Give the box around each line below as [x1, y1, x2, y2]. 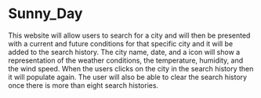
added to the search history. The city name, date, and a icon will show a [8, 47, 241, 56]
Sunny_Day [8, 5, 83, 23]
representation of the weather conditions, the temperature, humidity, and [8, 56, 244, 65]
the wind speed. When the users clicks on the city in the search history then [8, 64, 254, 73]
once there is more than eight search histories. [8, 80, 159, 90]
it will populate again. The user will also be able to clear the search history [8, 72, 248, 82]
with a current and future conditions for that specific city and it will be [8, 38, 234, 48]
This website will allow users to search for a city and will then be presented [8, 31, 251, 40]
